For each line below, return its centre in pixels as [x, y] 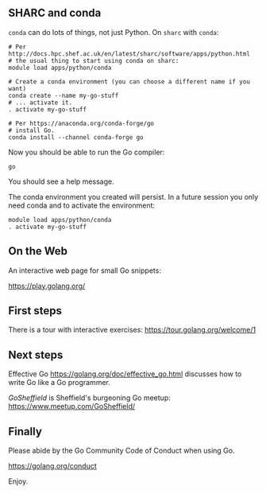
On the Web [38, 251]
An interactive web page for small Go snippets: [85, 270]
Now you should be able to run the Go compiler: [87, 152]
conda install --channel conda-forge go [76, 137]
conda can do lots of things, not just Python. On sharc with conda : [114, 32]
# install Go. [32, 130]
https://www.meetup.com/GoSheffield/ [72, 406]
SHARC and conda [55, 13]
